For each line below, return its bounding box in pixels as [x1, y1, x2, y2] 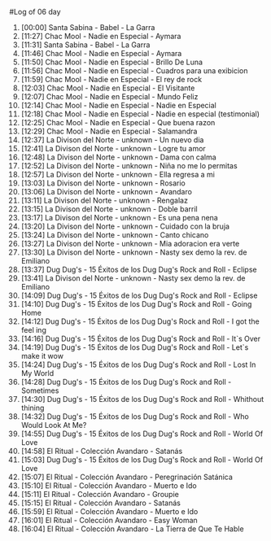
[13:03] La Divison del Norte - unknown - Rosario [20, 178, 186, 188]
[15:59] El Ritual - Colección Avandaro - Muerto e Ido [20, 507, 199, 516]
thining [20, 403, 45, 412]
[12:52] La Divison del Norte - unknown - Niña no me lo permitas [20, 161, 238, 170]
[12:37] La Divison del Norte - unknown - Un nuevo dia [20, 135, 204, 145]
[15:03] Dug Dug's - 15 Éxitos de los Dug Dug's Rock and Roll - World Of [20, 455, 264, 465]
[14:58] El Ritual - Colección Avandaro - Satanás [20, 447, 183, 456]
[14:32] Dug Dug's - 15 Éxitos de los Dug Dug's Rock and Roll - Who [20, 412, 249, 421]
